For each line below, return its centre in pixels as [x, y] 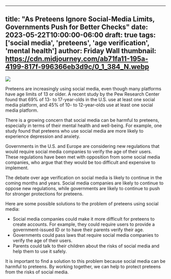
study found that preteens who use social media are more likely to [74, 131]
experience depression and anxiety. [43, 136]
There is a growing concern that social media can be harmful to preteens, [82, 120]
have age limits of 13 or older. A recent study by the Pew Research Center [82, 94]
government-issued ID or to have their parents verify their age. [78, 230]
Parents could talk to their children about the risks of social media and [86, 246]
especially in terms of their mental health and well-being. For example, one [84, 126]
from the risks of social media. [37, 272]
